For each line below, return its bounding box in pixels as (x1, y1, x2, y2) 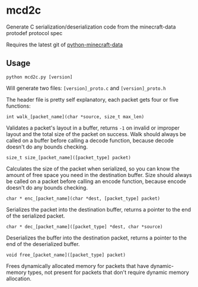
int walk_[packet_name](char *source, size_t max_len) (6, 113, 145, 119)
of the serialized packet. (6, 212, 65, 219)
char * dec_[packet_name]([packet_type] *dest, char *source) (6, 223, 163, 229)
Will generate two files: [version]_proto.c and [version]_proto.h (6, 84, 166, 92)
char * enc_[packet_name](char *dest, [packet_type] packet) (6, 195, 161, 201)
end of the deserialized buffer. (6, 240, 80, 247)
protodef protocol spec (6, 29, 63, 36)
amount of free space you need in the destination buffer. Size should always (6, 171, 192, 178)
